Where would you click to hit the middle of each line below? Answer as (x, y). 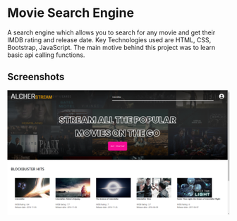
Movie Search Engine (71, 13)
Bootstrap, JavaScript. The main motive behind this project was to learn (111, 47)
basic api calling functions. (46, 55)
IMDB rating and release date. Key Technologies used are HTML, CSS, (109, 39)
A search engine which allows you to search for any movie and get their (111, 32)
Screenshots (36, 77)
